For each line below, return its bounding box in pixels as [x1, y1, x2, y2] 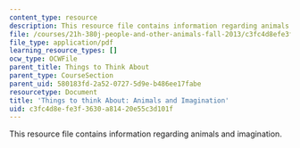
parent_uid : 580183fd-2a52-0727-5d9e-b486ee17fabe [9, 79, 202, 88]
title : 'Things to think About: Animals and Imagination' [9, 95, 229, 105]
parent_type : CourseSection [9, 71, 114, 80]
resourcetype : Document [9, 87, 98, 96]
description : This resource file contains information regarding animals [9, 21, 290, 30]
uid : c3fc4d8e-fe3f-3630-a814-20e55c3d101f [9, 104, 174, 113]
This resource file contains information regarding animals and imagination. [9, 128, 283, 139]
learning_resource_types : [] [9, 46, 118, 55]
